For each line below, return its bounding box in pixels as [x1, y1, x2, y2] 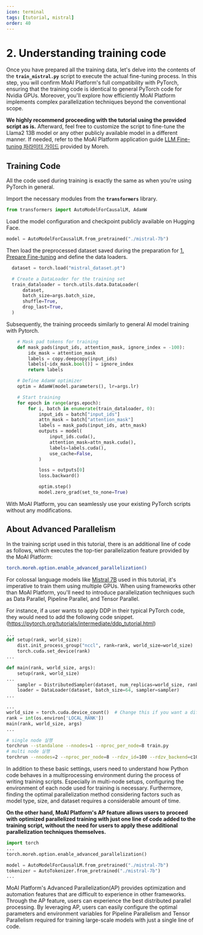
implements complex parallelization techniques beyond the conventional [6, 98, 186, 106]
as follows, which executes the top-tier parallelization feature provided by [6, 546, 190, 554]
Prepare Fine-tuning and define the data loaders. [6, 253, 128, 260]
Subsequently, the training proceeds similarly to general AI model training [6, 320, 189, 327]
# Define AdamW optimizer [17, 378, 83, 384]
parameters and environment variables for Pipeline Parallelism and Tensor [6, 910, 190, 917]
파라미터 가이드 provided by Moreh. [23, 143, 110, 150]
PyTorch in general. [6, 183, 55, 191]
